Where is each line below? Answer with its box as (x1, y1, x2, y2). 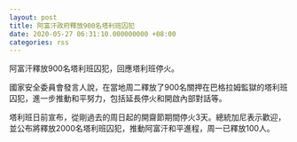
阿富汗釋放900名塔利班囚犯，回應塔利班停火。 (9, 63, 180, 74)
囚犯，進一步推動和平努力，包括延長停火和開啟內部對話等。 (9, 93, 227, 104)
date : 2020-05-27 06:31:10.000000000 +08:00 (9, 29, 176, 38)
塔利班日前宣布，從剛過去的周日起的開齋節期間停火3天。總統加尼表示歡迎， (9, 112, 286, 122)
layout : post (9, 12, 58, 22)
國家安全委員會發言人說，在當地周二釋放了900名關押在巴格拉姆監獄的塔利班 (9, 82, 288, 93)
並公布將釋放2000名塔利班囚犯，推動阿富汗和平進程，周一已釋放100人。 (9, 123, 275, 134)
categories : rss (9, 37, 69, 47)
